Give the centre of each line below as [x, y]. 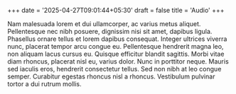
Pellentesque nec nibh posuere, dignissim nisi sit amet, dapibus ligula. [110, 31]
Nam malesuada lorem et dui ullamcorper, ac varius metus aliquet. [104, 24]
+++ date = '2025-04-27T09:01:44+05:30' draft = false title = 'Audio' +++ [116, 10]
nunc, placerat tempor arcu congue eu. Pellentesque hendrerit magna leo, [116, 46]
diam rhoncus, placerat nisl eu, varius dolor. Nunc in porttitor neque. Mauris [118, 61]
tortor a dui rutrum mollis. [44, 84]
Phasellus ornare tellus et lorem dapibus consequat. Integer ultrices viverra [117, 39]
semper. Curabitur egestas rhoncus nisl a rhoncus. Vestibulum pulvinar [111, 76]
